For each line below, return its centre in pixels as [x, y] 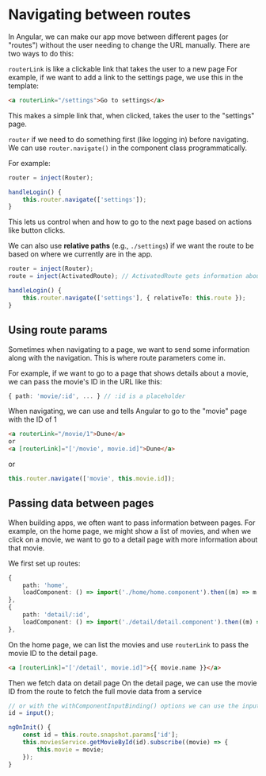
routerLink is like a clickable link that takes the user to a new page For [123, 68]
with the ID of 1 [32, 419]
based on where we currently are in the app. [80, 254]
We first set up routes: [44, 563]
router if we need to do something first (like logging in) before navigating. [129, 139]
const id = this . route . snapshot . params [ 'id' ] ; [101, 735]
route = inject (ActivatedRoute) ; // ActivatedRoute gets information [125, 276]
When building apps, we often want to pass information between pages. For [132, 523]
